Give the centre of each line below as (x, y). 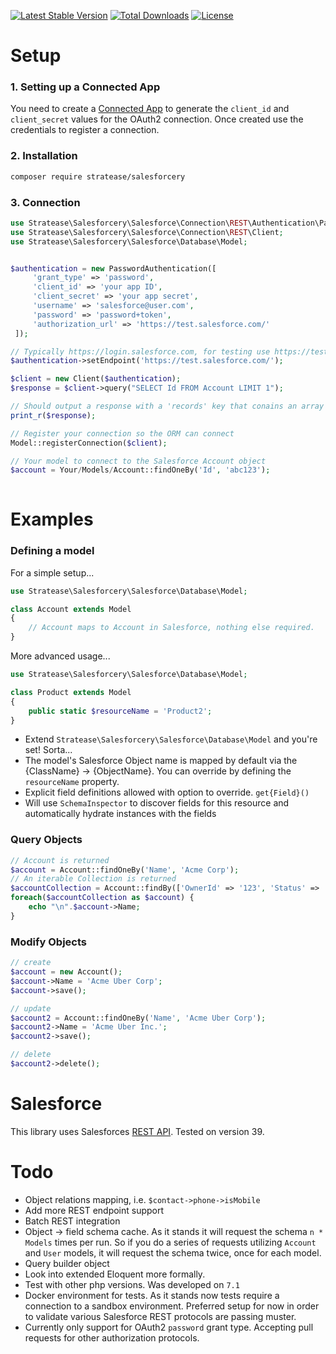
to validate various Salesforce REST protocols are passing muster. (160, 1316)
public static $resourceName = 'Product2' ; (120, 711)
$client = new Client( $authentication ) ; (96, 379)
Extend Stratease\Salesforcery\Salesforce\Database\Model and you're (171, 739)
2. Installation (44, 156)
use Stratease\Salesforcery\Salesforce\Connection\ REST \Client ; (147, 232)
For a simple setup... (52, 572)
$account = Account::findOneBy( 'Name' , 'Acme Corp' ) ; (125, 870)
